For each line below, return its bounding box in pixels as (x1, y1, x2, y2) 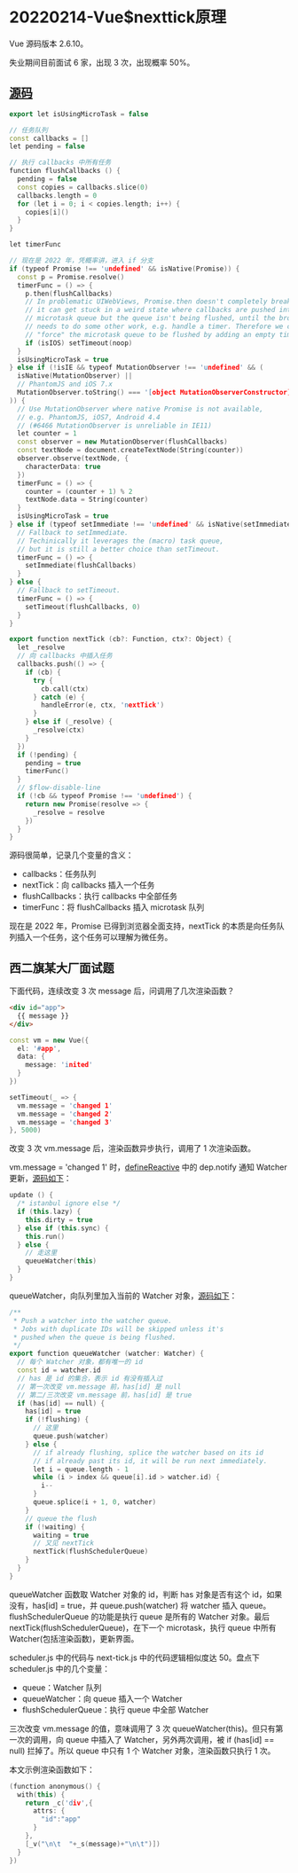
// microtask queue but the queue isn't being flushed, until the (25, 314, 276, 323)
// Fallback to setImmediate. (17, 528, 129, 537)
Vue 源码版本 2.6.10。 (9, 38, 89, 49)
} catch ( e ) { (32, 693, 86, 701)
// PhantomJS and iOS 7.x (17, 380, 114, 389)
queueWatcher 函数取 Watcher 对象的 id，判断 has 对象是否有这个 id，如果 (9, 1588, 282, 1600)
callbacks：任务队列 (21, 869, 97, 880)
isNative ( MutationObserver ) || (17, 372, 133, 380)
